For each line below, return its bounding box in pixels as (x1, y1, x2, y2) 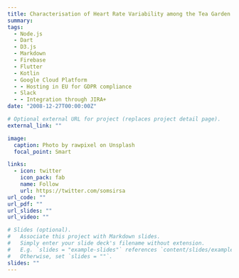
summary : (7, 17, 33, 24)
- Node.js (14, 30, 43, 38)
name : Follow (20, 181, 59, 188)
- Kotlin (14, 69, 40, 77)
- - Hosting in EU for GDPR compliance (14, 83, 132, 90)
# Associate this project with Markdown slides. (7, 233, 161, 240)
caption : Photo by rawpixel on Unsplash (14, 141, 135, 149)
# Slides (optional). (7, 226, 72, 234)
